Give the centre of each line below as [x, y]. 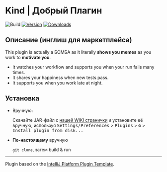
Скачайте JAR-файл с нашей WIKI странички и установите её [78, 120]
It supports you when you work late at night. [57, 83]
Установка [22, 99]
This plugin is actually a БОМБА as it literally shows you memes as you [78, 52]
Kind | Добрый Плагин [54, 11]
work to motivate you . [28, 57]
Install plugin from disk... [48, 130]
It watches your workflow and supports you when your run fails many [83, 67]
